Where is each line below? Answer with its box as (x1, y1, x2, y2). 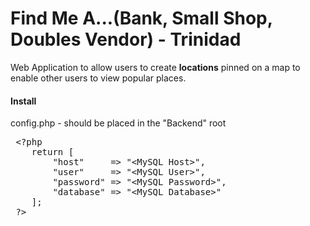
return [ (31, 147, 75, 158)
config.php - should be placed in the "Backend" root (10, 117, 227, 129)
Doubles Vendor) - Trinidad (10, 28, 242, 51)
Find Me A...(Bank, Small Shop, (10, 7, 273, 30)
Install (10, 95, 37, 107)
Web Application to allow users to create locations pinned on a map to (10, 61, 301, 73)
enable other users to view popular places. (10, 72, 187, 84)
